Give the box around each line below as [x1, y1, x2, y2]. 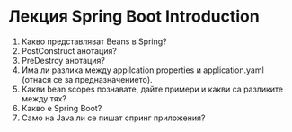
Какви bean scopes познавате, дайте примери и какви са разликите [21, 84, 284, 94]
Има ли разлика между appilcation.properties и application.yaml [21, 65, 264, 75]
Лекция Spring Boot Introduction [8, 6, 260, 27]
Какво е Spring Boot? [21, 102, 102, 113]
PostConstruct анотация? [21, 45, 118, 56]
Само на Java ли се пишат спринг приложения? [21, 112, 206, 123]
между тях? [21, 92, 66, 104]
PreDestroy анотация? [21, 55, 105, 66]
